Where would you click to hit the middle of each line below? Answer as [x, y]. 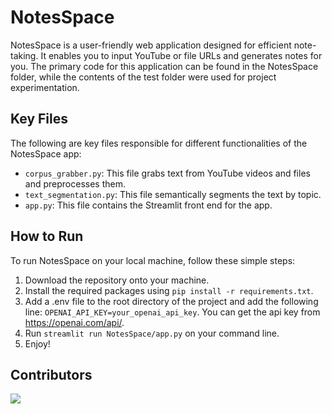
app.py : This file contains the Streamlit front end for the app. [148, 205]
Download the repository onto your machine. [117, 280]
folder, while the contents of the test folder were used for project [143, 77]
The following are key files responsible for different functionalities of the [159, 143]
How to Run [47, 236]
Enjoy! [37, 343]
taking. [24, 55]
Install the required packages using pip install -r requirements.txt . [169, 290]
